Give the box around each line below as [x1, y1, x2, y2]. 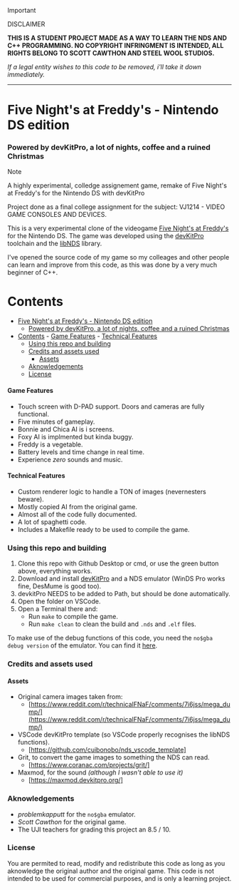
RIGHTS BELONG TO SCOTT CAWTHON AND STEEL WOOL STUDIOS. [7, 49, 215, 57]
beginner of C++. [7, 268, 58, 277]
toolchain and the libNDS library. [7, 239, 102, 248]
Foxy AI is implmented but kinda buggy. [17, 432, 134, 441]
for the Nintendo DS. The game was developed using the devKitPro [7, 232, 204, 240]
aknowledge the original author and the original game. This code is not [7, 866, 215, 875]
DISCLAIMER [7, 20, 46, 28]
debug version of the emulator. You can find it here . [7, 641, 158, 650]
